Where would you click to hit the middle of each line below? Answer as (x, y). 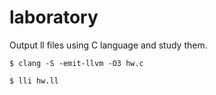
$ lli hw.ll (34, 81)
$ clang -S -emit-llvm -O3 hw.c (76, 63)
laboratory (54, 17)
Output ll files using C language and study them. (108, 45)
